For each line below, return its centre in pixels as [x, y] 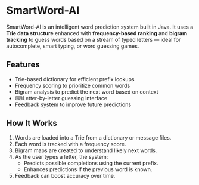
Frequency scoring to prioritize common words [72, 85]
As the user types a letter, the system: [61, 156]
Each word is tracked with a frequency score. [70, 144]
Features [23, 65]
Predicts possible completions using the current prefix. [91, 163]
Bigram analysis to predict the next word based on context [87, 92]
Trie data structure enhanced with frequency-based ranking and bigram [97, 33]
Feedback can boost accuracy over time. [65, 175]
